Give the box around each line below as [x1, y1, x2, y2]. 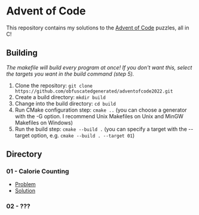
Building [6, 48, 38, 58]
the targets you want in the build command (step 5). [6, 70, 134, 77]
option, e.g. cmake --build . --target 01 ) [30, 132, 135, 139]
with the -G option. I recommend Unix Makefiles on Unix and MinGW [14, 112, 184, 120]
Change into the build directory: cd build [14, 100, 117, 107]
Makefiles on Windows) [14, 119, 74, 126]
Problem [14, 181, 36, 188]
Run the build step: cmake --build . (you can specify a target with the [14, 125, 187, 133]
